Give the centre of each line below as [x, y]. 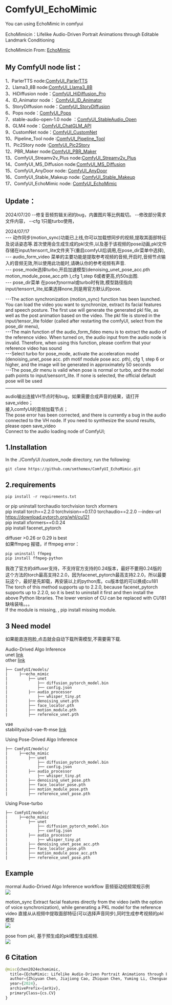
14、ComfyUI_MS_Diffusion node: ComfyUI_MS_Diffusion [66, 164]
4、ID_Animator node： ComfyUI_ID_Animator [54, 100]
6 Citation [21, 957]
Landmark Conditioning [30, 40]
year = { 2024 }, [24, 984]
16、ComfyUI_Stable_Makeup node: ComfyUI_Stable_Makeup [70, 177]
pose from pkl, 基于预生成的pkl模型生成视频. [52, 936]
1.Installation [26, 447]
